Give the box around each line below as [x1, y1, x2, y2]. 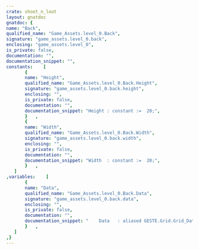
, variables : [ [6, 174, 49, 180]
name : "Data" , [24, 185, 60, 191]
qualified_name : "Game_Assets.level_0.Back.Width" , [24, 130, 155, 136]
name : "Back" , [6, 25, 41, 31]
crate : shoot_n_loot [6, 8, 57, 15]
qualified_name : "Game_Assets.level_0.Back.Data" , [24, 190, 152, 196]
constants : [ [6, 63, 46, 70]
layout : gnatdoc [6, 14, 46, 20]
